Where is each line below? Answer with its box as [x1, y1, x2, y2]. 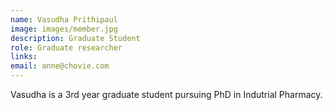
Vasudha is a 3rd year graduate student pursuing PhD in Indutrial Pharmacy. [10, 89, 323, 100]
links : [10, 52, 38, 62]
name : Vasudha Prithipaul [10, 14, 118, 25]
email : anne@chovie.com [10, 61, 110, 71]
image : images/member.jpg [10, 24, 118, 34]
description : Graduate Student [10, 33, 141, 43]
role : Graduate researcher [10, 42, 123, 53]
